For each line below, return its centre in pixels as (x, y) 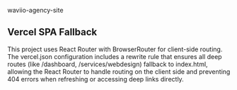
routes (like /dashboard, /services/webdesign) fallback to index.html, (108, 64)
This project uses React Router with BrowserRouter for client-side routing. (115, 49)
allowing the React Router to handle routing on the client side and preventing (119, 71)
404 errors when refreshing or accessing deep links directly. (96, 79)
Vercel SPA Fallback (52, 32)
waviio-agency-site (35, 10)
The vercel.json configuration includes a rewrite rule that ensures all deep (115, 56)
